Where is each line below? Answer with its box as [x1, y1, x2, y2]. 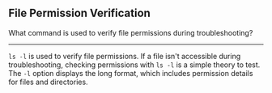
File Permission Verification [8, 6, 151, 20]
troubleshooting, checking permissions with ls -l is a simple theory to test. [8, 60, 261, 70]
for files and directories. [8, 77, 88, 87]
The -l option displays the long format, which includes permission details [8, 68, 253, 78]
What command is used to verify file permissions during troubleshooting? [8, 27, 253, 37]
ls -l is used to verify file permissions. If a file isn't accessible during [8, 51, 241, 61]
